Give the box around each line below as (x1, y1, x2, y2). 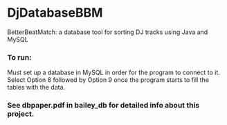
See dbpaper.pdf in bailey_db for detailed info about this (7, 101, 200, 110)
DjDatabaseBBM (7, 5, 103, 21)
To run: (7, 52, 33, 62)
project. (7, 109, 35, 119)
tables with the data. (7, 83, 66, 92)
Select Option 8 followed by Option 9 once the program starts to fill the (7, 76, 210, 84)
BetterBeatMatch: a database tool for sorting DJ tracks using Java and (7, 28, 208, 36)
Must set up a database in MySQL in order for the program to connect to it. (7, 68, 220, 77)
